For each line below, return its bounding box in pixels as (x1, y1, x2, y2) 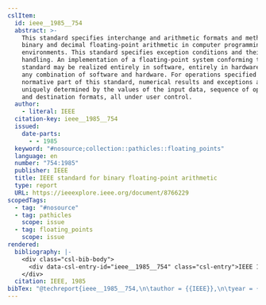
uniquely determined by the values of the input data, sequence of (21, 85, 249, 94)
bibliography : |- (14, 248, 72, 256)
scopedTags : (7, 196, 47, 204)
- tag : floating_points (14, 226, 93, 234)
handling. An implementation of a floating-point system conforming (21, 56, 253, 64)
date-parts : (21, 129, 61, 137)
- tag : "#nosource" (14, 203, 79, 211)
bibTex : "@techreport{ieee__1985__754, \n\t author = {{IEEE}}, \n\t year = (7, 285, 253, 293)
